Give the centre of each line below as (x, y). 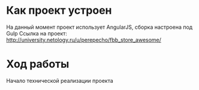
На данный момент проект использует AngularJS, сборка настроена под (99, 27)
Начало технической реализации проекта (60, 80)
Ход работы (38, 64)
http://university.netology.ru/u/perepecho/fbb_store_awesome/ (84, 40)
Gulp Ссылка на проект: (37, 33)
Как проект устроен (59, 10)
